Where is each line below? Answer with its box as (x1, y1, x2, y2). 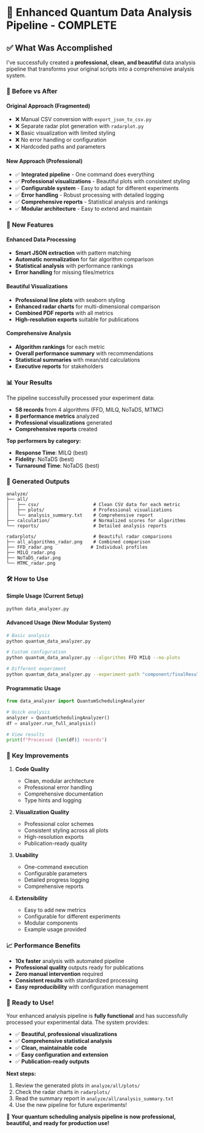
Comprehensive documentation (24, 790, 103, 797)
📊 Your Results (6, 378, 53, 386)
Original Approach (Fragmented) (6, 102, 90, 109)
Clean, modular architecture (24, 777, 94, 785)
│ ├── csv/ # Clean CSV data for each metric (6, 502, 181, 508)
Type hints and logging (24, 796, 82, 803)
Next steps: (6, 1070, 36, 1078)
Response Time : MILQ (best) (15, 449, 88, 456)
